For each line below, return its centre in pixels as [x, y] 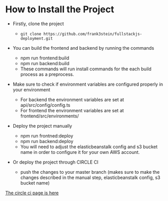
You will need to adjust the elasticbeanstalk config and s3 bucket [89, 147]
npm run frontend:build [45, 58]
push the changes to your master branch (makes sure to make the [90, 172]
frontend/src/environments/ [50, 116]
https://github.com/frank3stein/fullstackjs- [93, 34]
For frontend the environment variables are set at [72, 110]
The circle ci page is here [32, 193]
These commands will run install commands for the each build [86, 69]
